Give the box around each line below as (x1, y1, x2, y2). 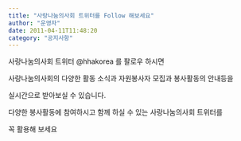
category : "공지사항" (8, 33, 73, 42)
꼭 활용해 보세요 (8, 124, 58, 134)
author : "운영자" (8, 19, 61, 27)
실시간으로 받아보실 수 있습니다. (8, 91, 107, 100)
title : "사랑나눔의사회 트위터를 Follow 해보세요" (8, 11, 154, 20)
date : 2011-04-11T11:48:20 (8, 26, 98, 34)
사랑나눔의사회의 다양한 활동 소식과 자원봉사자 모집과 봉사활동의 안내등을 (8, 73, 234, 84)
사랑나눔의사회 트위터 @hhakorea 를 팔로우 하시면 (8, 57, 165, 66)
